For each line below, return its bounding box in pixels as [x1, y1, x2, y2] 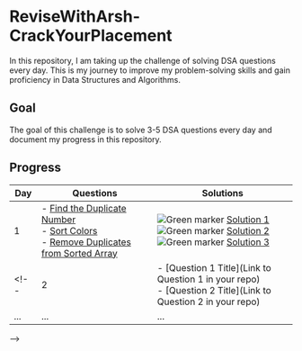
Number [40, 213, 76, 226]
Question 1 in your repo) [156, 273, 261, 285]
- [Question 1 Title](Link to [156, 261, 271, 274]
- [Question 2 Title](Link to [156, 283, 271, 296]
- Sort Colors [40, 224, 98, 237]
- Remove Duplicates [40, 236, 132, 248]
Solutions [201, 186, 244, 199]
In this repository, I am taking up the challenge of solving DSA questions [9, 55, 276, 66]
